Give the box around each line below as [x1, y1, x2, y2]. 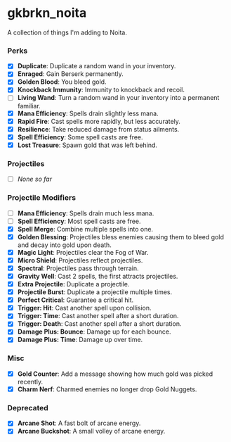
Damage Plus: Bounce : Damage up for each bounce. [17, 327, 171, 336]
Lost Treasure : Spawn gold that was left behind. [17, 141, 158, 149]
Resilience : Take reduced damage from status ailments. [17, 125, 180, 133]
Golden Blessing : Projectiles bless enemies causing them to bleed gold [17, 232, 225, 241]
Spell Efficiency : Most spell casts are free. [17, 217, 141, 225]
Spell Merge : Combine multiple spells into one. [17, 225, 153, 233]
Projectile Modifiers [7, 193, 76, 203]
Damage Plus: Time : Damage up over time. [17, 336, 143, 344]
